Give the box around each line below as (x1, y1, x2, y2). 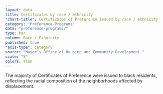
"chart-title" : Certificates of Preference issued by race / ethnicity (5, 17, 158, 22)
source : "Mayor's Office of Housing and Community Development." (5, 49, 144, 54)
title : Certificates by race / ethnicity (5, 12, 93, 17)
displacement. (5, 83, 35, 89)
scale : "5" (5, 54, 28, 59)
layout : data (5, 7, 33, 13)
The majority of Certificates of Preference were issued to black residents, (5, 72, 157, 78)
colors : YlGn (5, 59, 33, 64)
